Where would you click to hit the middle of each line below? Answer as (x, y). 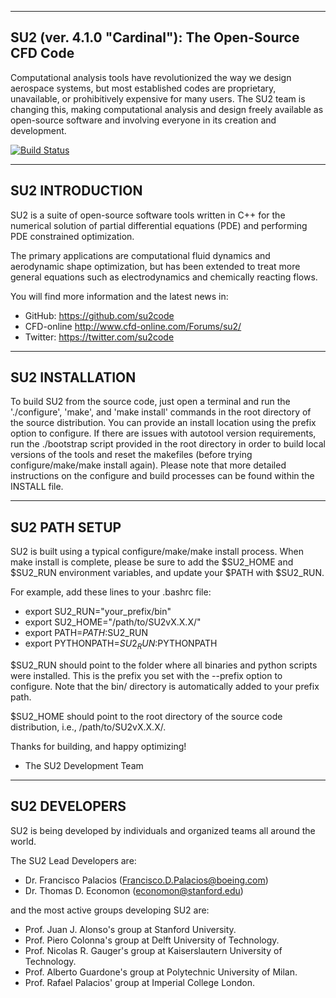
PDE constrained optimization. (72, 236)
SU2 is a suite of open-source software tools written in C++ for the (148, 215)
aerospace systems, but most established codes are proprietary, (143, 88)
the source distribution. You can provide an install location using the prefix (163, 423)
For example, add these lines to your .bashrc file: (111, 592)
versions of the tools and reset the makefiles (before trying (131, 455)
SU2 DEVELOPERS (68, 806)
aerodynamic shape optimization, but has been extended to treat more (155, 266)
